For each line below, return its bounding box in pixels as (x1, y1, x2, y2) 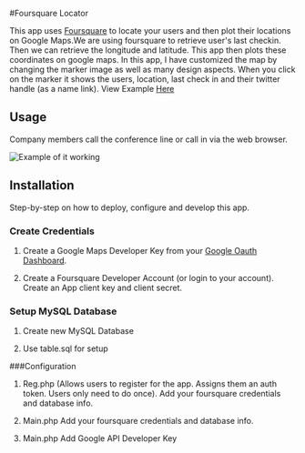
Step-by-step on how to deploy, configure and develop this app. (9, 202, 250, 213)
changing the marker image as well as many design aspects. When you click (9, 64, 296, 75)
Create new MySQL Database (22, 326, 135, 337)
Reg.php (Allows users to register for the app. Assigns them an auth (22, 378, 278, 389)
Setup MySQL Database (9, 305, 117, 317)
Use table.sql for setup (22, 343, 109, 354)
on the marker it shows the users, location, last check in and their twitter (9, 74, 280, 85)
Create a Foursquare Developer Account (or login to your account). (22, 272, 275, 283)
